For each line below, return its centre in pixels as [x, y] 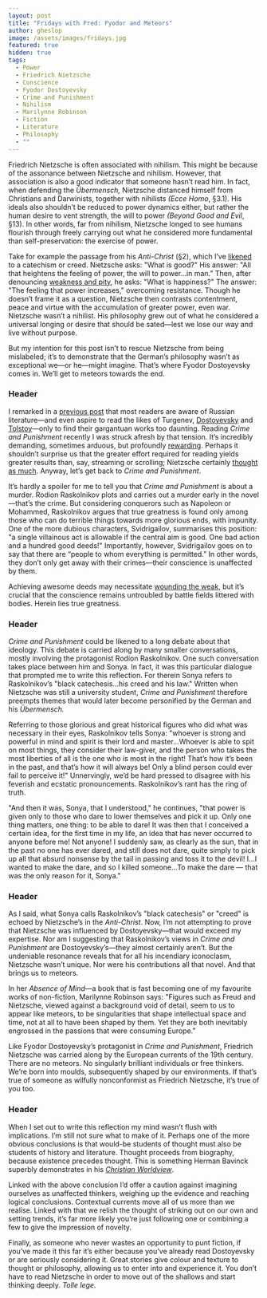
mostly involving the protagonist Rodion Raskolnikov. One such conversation [133, 658]
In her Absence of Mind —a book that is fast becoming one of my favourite [130, 988]
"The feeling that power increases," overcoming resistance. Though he [124, 290]
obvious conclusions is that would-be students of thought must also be [125, 1144]
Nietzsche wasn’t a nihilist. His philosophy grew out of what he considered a [133, 315]
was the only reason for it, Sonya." [65, 876]
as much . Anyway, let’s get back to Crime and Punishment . [105, 471]
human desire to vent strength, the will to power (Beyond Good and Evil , [126, 215]
